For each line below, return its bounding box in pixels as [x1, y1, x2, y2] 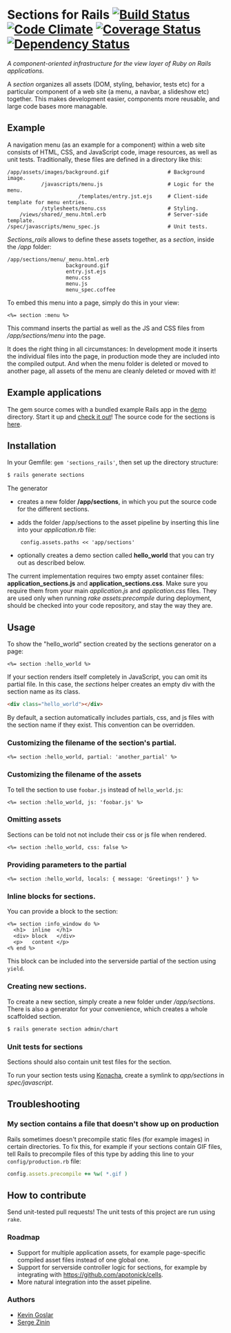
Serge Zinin [17, 1318, 50, 1326]
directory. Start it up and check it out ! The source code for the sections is [7, 412, 216, 421]
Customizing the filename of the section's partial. [7, 738, 177, 747]
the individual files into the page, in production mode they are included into [7, 352, 221, 360]
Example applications [7, 387, 102, 399]
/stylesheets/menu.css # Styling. [41, 205, 199, 212]
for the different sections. [17, 505, 90, 514]
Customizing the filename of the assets [7, 770, 142, 779]
